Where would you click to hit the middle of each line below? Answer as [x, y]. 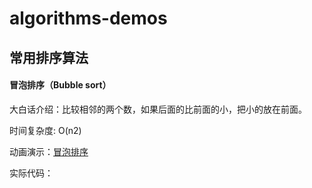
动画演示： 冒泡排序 [49, 151]
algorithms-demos [88, 18]
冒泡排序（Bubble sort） [60, 85]
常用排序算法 [49, 57]
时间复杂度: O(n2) [45, 130]
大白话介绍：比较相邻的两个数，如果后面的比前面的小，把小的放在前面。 [158, 109]
